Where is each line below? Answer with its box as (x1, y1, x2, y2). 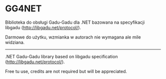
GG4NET (5, 3, 42, 14)
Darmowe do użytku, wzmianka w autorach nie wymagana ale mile (5, 34, 141, 40)
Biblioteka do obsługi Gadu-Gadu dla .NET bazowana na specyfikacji (5, 19, 145, 25)
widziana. (5, 39, 25, 45)
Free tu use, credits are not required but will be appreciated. (5, 68, 127, 74)
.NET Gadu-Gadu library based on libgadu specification (5, 53, 118, 59)
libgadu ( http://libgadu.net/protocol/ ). (5, 24, 82, 30)
